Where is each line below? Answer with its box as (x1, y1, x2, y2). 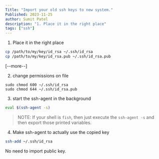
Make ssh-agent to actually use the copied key (12, 129, 109, 135)
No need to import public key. (5, 148, 67, 154)
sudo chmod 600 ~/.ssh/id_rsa (5, 82, 69, 87)
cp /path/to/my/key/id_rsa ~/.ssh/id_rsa (5, 49, 93, 54)
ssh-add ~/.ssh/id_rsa (5, 138, 53, 144)
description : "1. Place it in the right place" (5, 21, 107, 26)
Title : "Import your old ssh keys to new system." (5, 7, 113, 12)
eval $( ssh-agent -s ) (5, 105, 51, 110)
